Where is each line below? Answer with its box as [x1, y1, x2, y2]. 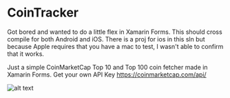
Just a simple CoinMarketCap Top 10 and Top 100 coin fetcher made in [7, 63, 208, 71]
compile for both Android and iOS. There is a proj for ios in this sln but [7, 35, 205, 43]
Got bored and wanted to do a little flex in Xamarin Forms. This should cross [7, 28, 222, 36]
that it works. [7, 50, 45, 58]
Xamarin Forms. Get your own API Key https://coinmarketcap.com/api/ [7, 70, 207, 79]
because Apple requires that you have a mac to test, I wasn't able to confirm [7, 42, 224, 50]
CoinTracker [7, 5, 79, 21]
